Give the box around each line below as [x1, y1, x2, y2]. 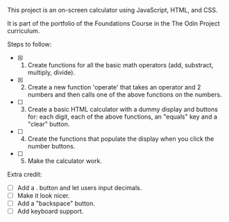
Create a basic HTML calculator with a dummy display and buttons [27, 105, 219, 113]
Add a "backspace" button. [17, 199, 96, 207]
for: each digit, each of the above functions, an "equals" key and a [27, 112, 217, 121]
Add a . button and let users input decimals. [17, 184, 142, 191]
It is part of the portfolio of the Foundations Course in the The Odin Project [7, 19, 220, 27]
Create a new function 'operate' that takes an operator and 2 [27, 83, 201, 91]
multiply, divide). [27, 69, 75, 76]
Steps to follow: [7, 40, 52, 48]
